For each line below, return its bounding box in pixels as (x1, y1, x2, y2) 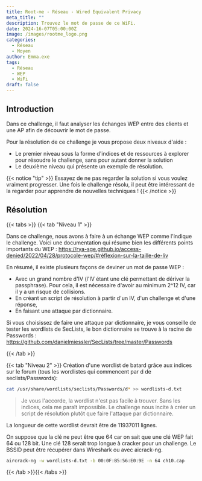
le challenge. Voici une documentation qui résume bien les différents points (6, 239, 194, 246)
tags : (6, 59, 20, 65)
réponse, (14, 301, 37, 308)
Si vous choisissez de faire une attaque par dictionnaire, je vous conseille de (6, 319, 197, 326)
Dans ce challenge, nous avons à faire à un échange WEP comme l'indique (6, 232, 192, 240)
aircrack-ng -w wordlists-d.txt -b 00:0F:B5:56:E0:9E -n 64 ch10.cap (6, 457, 185, 463)
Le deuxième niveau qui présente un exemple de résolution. (14, 162, 164, 170)
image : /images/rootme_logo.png (6, 31, 87, 37)
